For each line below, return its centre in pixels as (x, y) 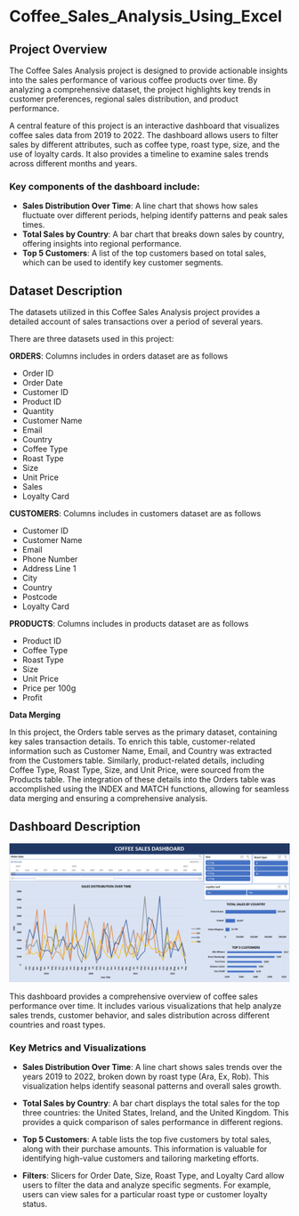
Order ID (38, 373)
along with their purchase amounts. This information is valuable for (145, 1149)
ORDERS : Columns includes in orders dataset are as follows (119, 356)
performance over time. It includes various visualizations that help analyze (145, 1005)
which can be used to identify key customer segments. (123, 263)
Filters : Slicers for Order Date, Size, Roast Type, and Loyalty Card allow (153, 1176)
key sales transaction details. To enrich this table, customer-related (133, 742)
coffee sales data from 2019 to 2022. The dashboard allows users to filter (144, 135)
